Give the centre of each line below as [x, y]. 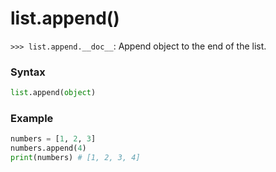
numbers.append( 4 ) [48, 148]
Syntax [28, 72]
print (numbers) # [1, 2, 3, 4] [75, 158]
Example [32, 119]
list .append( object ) [53, 93]
